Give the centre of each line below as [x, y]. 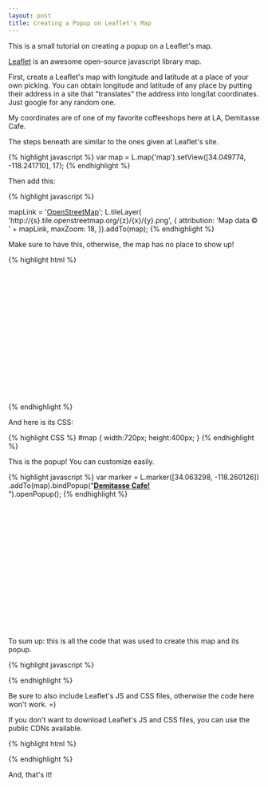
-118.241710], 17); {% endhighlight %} [69, 165]
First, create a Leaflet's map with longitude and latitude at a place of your [128, 77]
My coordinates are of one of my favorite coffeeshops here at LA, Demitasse [134, 117]
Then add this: [32, 181]
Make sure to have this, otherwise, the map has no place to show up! [121, 244]
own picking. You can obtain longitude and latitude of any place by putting [130, 85]
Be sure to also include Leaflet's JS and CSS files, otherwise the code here [131, 695]
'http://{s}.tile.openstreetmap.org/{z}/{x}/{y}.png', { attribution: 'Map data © [133, 220]
